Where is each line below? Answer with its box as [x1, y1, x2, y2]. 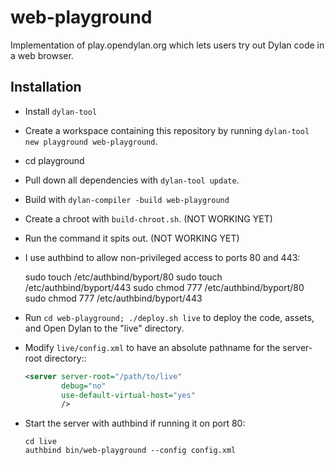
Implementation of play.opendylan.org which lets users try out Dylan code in [10, 39, 325, 51]
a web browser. [10, 49, 74, 61]
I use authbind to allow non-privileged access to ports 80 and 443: [24, 251, 301, 263]
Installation [10, 79, 82, 96]
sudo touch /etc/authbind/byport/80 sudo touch [24, 271, 223, 283]
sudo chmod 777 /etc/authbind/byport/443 [24, 292, 203, 304]
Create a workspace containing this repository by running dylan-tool [24, 124, 310, 136]
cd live [24, 437, 57, 447]
